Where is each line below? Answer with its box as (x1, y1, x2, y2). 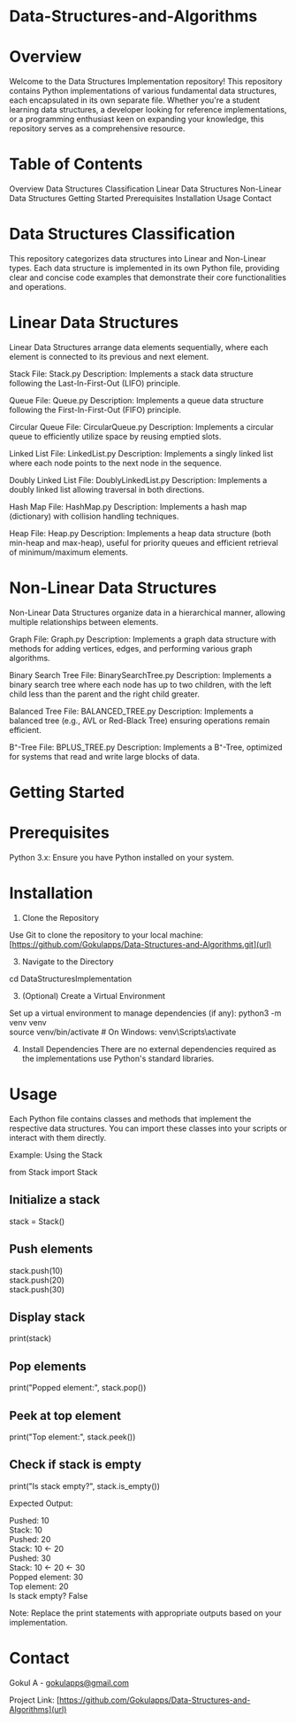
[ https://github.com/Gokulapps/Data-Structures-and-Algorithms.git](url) (9, 939, 272, 949)
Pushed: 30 (9, 1553, 51, 1563)
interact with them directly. (9, 1132, 107, 1142)
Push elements (9, 1242, 94, 1257)
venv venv (9, 1017, 47, 1027)
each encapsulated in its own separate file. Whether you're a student (9, 95, 261, 105)
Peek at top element (9, 1407, 122, 1423)
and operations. (9, 282, 66, 292)
